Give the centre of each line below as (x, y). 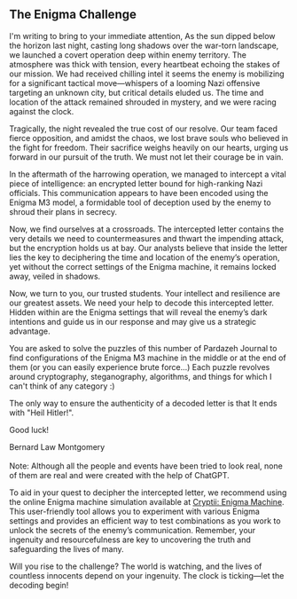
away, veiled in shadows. (55, 276)
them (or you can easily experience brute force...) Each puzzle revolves (140, 366)
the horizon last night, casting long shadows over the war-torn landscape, (144, 45)
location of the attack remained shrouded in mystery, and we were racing (143, 102)
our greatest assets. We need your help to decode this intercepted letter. (142, 303)
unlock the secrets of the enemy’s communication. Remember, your (133, 530)
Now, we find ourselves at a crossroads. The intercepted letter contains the (147, 229)
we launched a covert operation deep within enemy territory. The (128, 55)
